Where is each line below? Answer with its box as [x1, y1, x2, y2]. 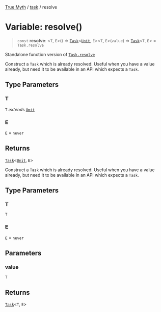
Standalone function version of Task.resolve [5, 51, 95, 57]
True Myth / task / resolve [5, 4, 57, 10]
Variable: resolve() [5, 22, 82, 32]
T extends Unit [5, 106, 35, 112]
